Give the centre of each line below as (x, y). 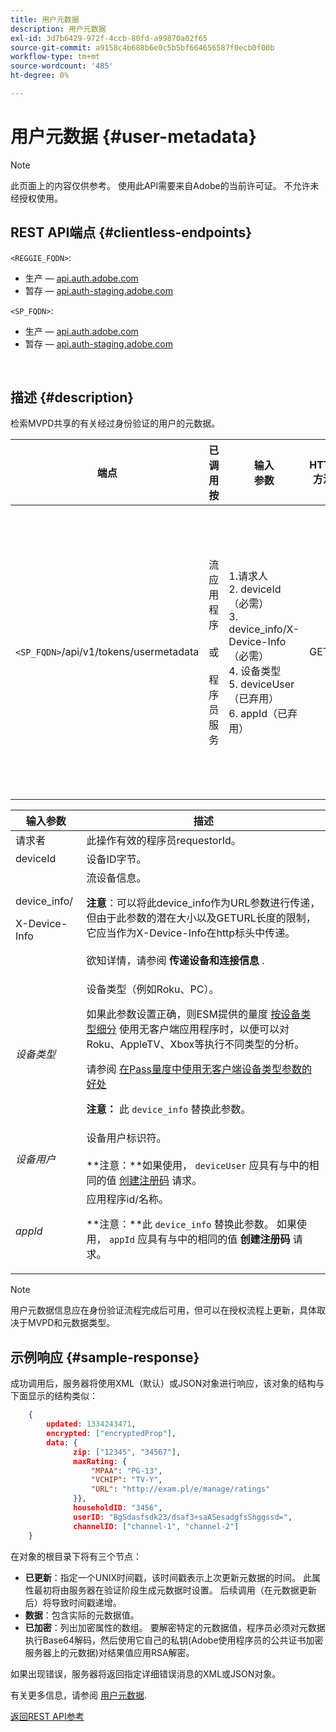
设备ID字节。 (116, 859)
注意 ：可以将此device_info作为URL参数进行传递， (203, 903)
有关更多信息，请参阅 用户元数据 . (78, 1695)
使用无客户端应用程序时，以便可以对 (204, 1029)
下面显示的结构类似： (54, 1396)
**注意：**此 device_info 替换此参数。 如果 (192, 1224)
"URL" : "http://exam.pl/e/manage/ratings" (180, 1489)
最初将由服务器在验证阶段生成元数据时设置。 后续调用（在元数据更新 (175, 1590)
